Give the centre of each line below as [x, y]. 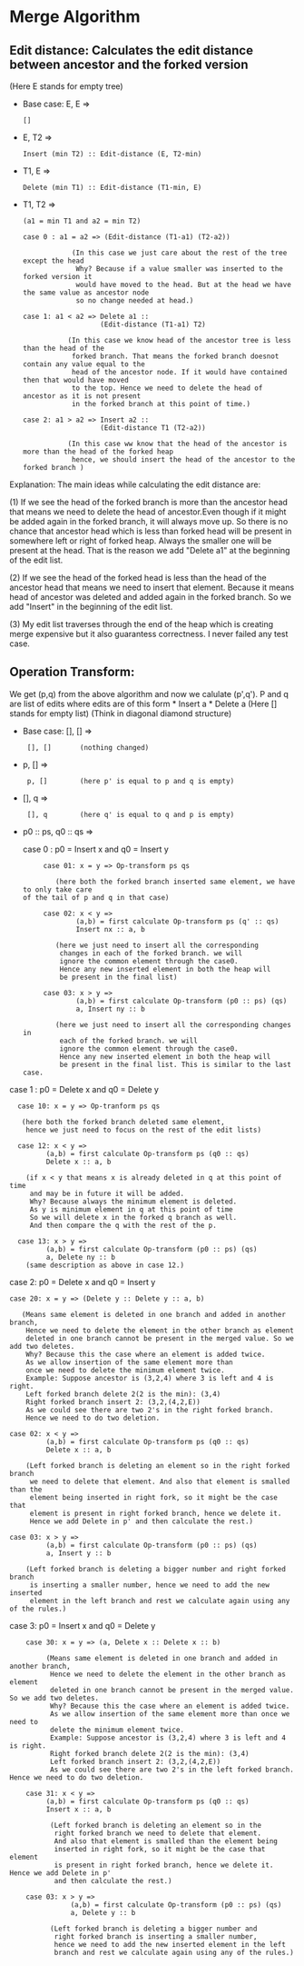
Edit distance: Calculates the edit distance [132, 50]
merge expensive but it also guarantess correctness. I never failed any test [149, 634]
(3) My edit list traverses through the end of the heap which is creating [142, 624]
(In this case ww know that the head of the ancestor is [177, 444]
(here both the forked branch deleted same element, [123, 1122]
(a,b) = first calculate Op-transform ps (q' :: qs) [177, 921]
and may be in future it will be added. [107, 1193]
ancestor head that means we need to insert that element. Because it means [152, 587]
